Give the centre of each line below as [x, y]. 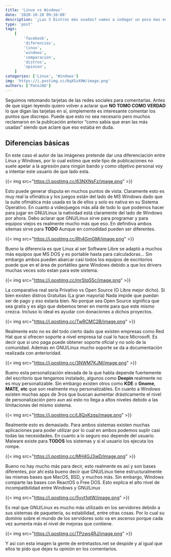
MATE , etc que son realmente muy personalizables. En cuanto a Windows [83, 389]
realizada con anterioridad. [34, 353]
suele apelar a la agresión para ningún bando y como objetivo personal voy [84, 166]
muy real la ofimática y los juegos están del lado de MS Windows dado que [84, 197]
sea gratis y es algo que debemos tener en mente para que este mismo [80, 306]
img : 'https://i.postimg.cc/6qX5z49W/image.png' [58, 81]
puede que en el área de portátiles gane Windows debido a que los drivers [83, 265]
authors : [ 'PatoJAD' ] [28, 85]
